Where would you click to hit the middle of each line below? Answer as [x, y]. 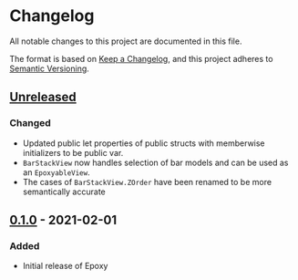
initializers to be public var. [73, 152]
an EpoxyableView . [56, 172]
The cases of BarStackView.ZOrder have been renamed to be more [147, 181]
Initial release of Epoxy [65, 266]
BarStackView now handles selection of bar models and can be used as [155, 162]
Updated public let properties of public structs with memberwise [144, 143]
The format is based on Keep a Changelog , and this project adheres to [141, 58]
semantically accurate [64, 192]
